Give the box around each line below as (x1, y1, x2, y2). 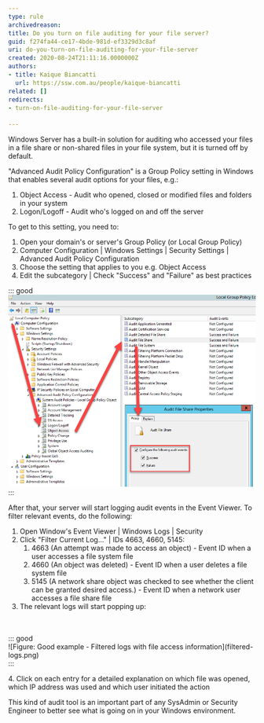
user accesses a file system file (31, 552, 134, 561)
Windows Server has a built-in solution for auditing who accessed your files (8, 134, 253, 145)
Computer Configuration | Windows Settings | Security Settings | (19, 246, 229, 255)
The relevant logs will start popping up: (19, 602, 147, 611)
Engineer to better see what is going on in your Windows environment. (8, 706, 236, 715)
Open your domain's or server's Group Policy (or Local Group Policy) (19, 237, 243, 247)
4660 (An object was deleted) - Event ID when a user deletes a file (31, 560, 247, 570)
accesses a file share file (31, 593, 112, 603)
